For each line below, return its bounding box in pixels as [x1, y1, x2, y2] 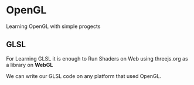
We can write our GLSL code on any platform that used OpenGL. [6, 72, 162, 79]
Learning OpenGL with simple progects [6, 23, 101, 30]
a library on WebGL [6, 61, 53, 68]
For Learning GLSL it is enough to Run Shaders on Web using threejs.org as [6, 55, 189, 62]
